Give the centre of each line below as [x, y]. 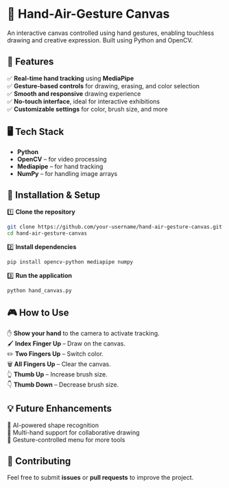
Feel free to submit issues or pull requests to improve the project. [100, 478]
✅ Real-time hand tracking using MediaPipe [71, 78]
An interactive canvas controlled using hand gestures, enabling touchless [111, 33]
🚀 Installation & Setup [54, 195]
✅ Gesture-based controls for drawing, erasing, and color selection [104, 86]
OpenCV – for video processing [62, 159]
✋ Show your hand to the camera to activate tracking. [83, 333]
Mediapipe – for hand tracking [60, 166]
